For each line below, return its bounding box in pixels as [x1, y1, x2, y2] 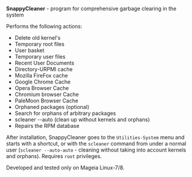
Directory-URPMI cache [14, 66, 73, 73]
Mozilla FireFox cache [14, 72, 68, 79]
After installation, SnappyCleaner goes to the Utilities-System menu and [6, 134, 185, 141]
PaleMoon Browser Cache [14, 97, 79, 104]
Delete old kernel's [14, 34, 61, 41]
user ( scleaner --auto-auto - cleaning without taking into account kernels [6, 146, 186, 153]
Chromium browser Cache [14, 91, 79, 98]
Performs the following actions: [6, 23, 83, 30]
